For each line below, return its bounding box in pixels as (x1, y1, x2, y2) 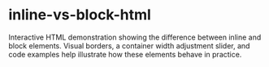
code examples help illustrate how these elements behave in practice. (8, 49, 242, 59)
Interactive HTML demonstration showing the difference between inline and (8, 32, 262, 42)
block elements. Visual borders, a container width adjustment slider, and (8, 40, 250, 50)
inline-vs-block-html (8, 6, 152, 24)
